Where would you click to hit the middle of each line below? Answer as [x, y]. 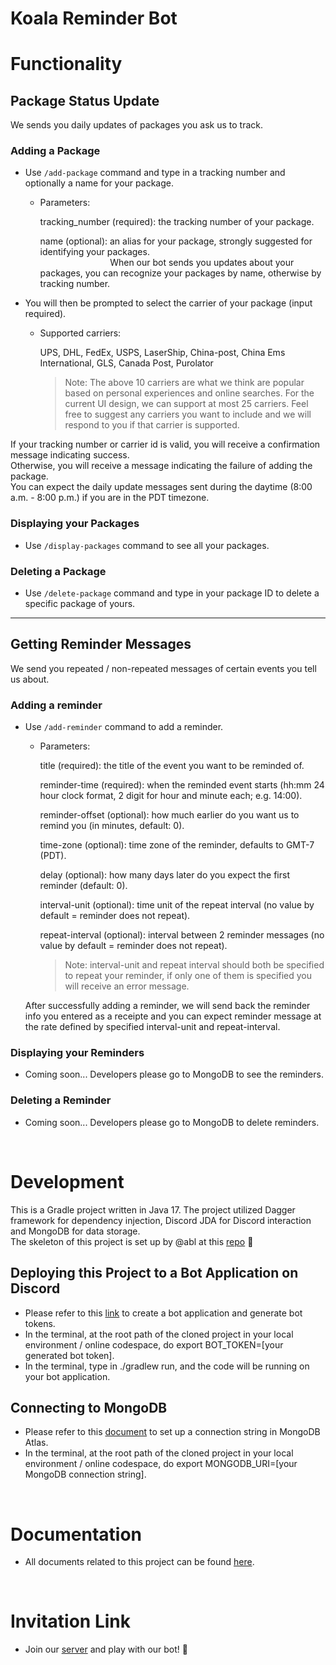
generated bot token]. [69, 1355]
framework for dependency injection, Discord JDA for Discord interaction [161, 1220]
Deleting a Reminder [61, 1100]
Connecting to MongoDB [89, 1407]
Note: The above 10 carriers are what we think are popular [184, 383]
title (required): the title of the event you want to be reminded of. [172, 766]
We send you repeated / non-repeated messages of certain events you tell [163, 668]
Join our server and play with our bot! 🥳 [106, 1649]
